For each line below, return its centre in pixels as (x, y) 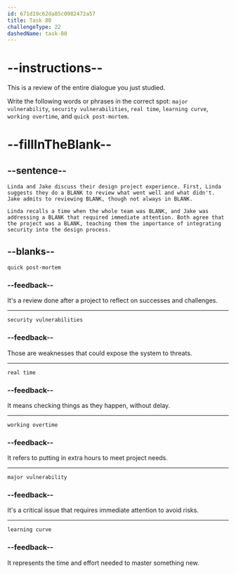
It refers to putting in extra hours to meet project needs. (88, 458)
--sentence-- (37, 171)
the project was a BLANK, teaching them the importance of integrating (114, 224)
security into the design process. (59, 230)
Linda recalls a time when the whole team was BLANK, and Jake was (108, 212)
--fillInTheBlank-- (60, 145)
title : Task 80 (29, 20)
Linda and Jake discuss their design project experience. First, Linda (114, 187)
